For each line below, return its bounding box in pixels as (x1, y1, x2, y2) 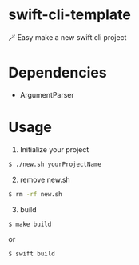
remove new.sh (19, 175, 70, 184)
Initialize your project (19, 144, 89, 154)
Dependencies (8, 64, 107, 82)
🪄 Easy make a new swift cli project (8, 32, 127, 42)
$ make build (8, 220, 52, 228)
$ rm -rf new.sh (8, 190, 62, 198)
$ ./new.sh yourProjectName (8, 160, 102, 168)
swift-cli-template (8, 6, 132, 24)
